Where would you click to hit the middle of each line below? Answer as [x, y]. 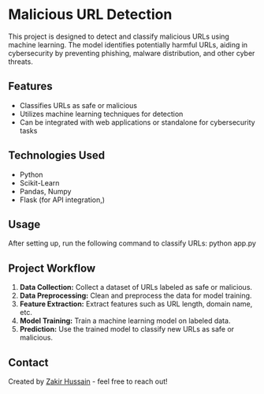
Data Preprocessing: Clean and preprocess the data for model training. [136, 296]
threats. [20, 62]
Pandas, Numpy [45, 191]
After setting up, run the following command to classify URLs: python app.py [132, 243]
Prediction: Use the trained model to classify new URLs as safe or [127, 329]
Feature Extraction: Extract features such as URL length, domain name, [136, 304]
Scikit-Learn [39, 182]
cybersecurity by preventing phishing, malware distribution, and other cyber [132, 53]
